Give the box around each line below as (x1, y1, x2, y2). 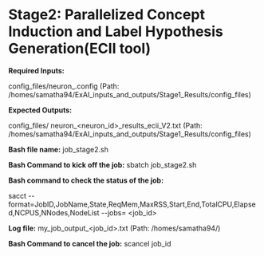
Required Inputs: (8, 65, 65, 75)
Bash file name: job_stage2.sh (8, 144, 109, 154)
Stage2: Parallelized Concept (8, 6, 206, 24)
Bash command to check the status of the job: (8, 175, 164, 185)
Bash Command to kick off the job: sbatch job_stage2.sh (8, 160, 197, 169)
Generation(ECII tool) (8, 40, 152, 57)
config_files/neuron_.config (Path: (8, 81, 120, 91)
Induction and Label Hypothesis (8, 22, 223, 41)
